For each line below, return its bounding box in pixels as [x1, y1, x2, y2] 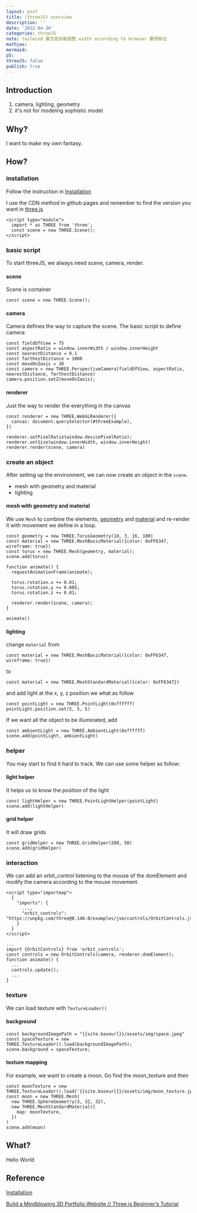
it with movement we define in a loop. [6, 522, 97, 529]
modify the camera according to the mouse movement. [6, 879, 139, 886]
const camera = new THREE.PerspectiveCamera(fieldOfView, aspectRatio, [6, 366, 185, 372]
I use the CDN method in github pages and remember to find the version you [6, 199, 191, 206]
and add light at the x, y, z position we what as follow [6, 690, 134, 697]
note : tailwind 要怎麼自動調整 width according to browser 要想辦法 [6, 36, 167, 42]
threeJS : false [6, 58, 43, 64]
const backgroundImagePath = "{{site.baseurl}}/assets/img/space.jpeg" [6, 1031, 185, 1037]
